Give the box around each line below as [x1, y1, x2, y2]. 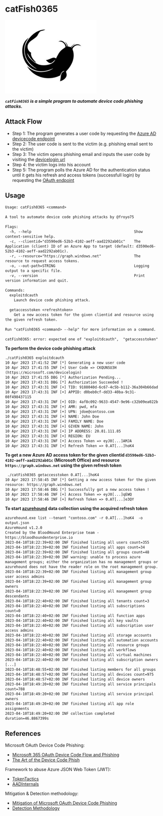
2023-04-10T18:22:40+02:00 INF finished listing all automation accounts [5, 638, 159, 643]
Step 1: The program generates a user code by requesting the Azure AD [12, 131, 157, 136]
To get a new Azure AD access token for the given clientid [5, 452, 125, 458]
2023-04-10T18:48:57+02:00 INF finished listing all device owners [5, 677, 145, 682]
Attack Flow [5, 117, 42, 126]
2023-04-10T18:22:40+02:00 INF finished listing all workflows [5, 648, 137, 653]
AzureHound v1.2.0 [5, 526, 42, 530]
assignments [5, 706, 29, 711]
